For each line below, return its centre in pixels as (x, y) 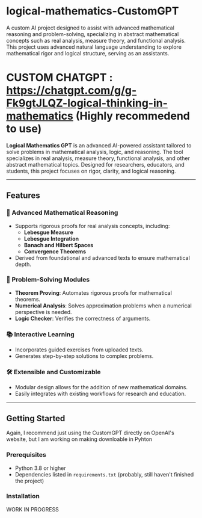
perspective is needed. (43, 312)
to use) (24, 129)
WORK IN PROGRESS (32, 509)
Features (23, 196)
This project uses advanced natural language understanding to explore (94, 47)
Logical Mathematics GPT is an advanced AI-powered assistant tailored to (99, 145)
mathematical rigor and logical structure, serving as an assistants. (88, 53)
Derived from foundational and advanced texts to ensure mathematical (103, 257)
